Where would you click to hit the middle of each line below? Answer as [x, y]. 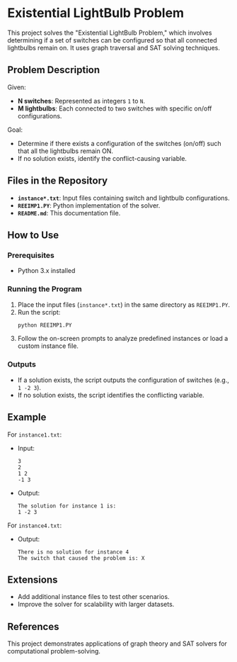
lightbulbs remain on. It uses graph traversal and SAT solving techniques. [114, 47]
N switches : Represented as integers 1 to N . [81, 101]
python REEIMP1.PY [45, 325]
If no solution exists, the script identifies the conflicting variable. [111, 395]
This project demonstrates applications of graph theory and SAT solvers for [117, 644]
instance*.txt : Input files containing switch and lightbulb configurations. [123, 198]
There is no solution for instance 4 [73, 552]
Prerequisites [31, 255]
